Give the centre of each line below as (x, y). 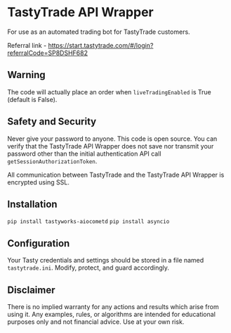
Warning (26, 75)
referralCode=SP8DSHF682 (47, 53)
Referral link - (27, 45)
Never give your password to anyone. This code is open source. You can (112, 139)
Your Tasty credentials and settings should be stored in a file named (106, 260)
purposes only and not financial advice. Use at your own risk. (96, 322)
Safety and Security (52, 121)
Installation (32, 204)
